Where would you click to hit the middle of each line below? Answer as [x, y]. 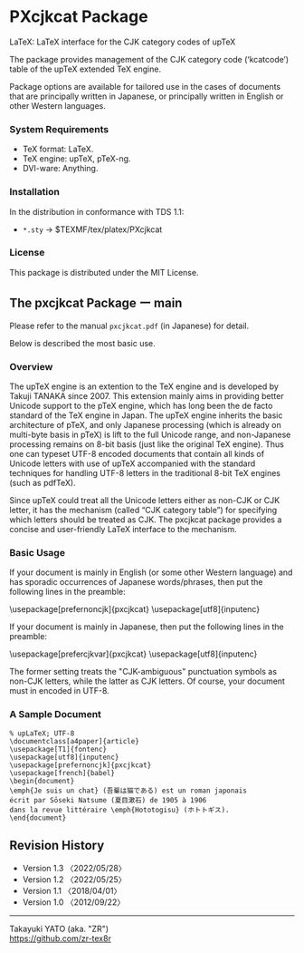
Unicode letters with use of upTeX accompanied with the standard [133, 463]
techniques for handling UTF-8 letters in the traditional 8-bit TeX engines [145, 472]
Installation [35, 192]
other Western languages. [57, 105]
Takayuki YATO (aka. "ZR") [59, 929]
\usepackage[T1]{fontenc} [58, 749]
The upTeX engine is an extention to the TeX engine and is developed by [144, 386]
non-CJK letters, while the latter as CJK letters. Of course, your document [147, 681]
